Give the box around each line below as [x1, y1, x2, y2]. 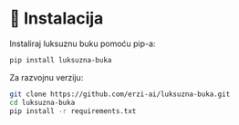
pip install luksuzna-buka [9, 55, 112, 64]
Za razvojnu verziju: [9, 72, 84, 82]
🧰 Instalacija [9, 8, 104, 29]
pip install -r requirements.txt [9, 106, 137, 116]
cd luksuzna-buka [9, 98, 76, 107]
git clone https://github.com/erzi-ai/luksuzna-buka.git [9, 90, 231, 99]
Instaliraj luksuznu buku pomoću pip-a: [9, 38, 156, 49]
